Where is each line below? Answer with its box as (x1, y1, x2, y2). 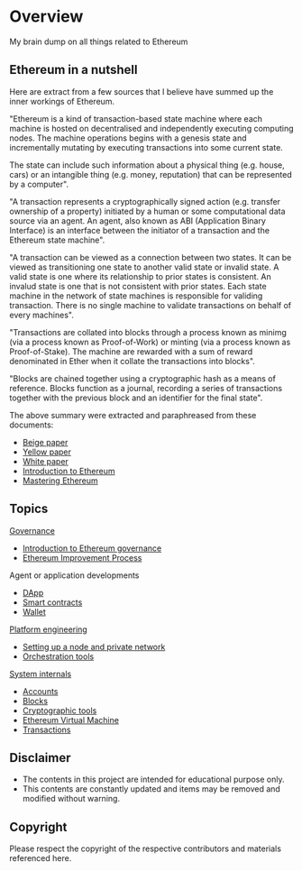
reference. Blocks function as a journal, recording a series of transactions (9, 382, 282, 393)
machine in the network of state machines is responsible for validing (9, 290, 263, 301)
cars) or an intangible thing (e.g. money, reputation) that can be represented (9, 169, 292, 179)
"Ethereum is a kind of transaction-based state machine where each (9, 113, 263, 124)
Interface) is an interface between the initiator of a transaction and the (9, 225, 270, 235)
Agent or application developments (9, 570, 140, 581)
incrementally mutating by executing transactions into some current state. (9, 142, 284, 152)
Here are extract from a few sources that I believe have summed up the (9, 86, 274, 96)
